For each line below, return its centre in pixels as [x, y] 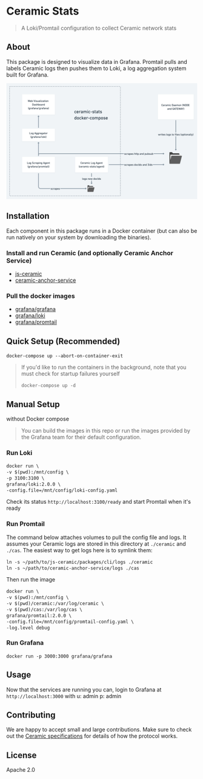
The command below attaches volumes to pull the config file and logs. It [96, 537]
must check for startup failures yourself [70, 374]
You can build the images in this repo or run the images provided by [106, 430]
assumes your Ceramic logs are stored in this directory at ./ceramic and [96, 544]
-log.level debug [28, 628]
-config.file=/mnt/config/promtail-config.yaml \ [70, 622]
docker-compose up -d [48, 386]
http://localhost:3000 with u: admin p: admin [64, 696]
